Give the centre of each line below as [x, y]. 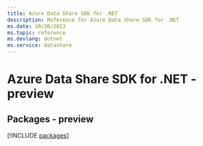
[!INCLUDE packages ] [38, 135]
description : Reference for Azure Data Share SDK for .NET [93, 20]
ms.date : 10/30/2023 [37, 26]
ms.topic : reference [37, 33]
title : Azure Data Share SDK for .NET [62, 13]
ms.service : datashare [39, 45]
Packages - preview [50, 119]
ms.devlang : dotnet [35, 39]
